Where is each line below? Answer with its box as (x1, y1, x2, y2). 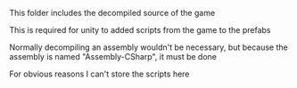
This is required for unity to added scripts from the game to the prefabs (9, 25, 271, 35)
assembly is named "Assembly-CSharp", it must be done (9, 52, 217, 61)
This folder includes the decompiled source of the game (9, 8, 216, 18)
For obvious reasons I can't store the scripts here (9, 68, 190, 79)
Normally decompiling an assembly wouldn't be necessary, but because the (9, 42, 288, 52)
